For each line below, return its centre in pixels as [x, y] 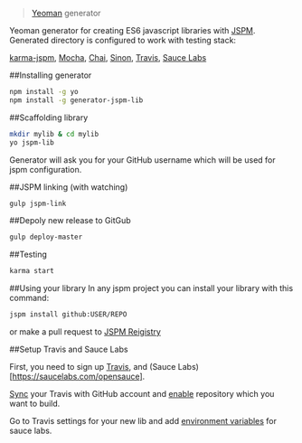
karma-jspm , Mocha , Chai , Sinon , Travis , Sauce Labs [108, 57]
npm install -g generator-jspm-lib [76, 100]
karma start [32, 271]
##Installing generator [51, 75]
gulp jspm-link [38, 203]
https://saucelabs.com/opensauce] [77, 376]
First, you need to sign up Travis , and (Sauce [93, 367]
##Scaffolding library [49, 118]
